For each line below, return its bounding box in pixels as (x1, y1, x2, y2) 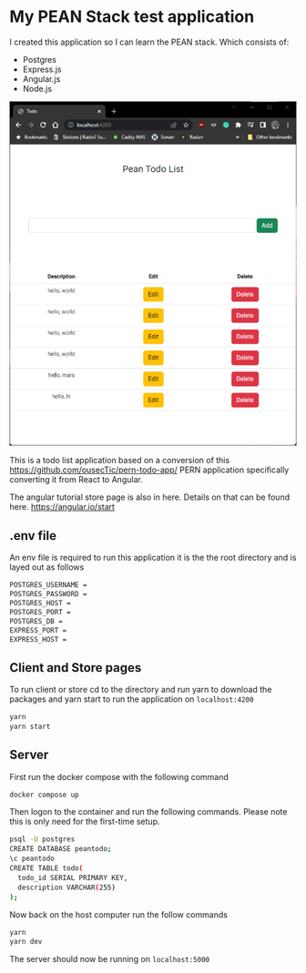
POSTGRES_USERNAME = (9, 581, 88, 590)
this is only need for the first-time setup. (9, 816, 160, 827)
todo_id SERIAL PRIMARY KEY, (17, 873, 128, 882)
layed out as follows (9, 562, 85, 573)
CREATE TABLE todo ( (9, 864, 84, 873)
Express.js (22, 64, 62, 75)
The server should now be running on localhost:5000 (9, 954, 210, 965)
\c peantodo (9, 854, 55, 864)
